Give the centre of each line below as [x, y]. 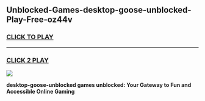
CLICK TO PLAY [30, 37]
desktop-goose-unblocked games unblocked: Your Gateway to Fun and [99, 84]
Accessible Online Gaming [41, 91]
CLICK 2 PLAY [27, 60]
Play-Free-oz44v [40, 20]
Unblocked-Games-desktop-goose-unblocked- [99, 10]
